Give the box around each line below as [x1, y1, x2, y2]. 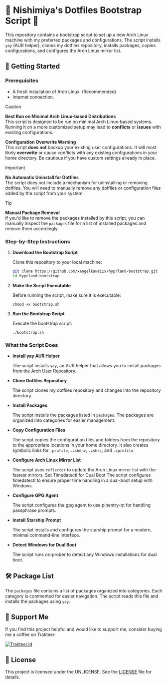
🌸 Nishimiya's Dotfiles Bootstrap [5, 5, 142, 16]
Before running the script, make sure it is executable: [12, 292, 121, 298]
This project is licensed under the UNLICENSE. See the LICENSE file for [5, 669, 152, 675]
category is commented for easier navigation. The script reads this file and [5, 593, 159, 599]
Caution [5, 104, 21, 110]
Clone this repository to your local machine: [12, 259, 102, 265]
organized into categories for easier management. [12, 417, 116, 423]
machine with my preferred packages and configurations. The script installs [5, 37, 161, 43]
